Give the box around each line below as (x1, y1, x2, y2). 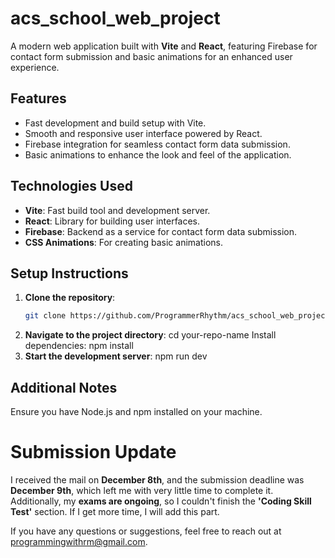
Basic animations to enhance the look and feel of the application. (24, 148, 292, 161)
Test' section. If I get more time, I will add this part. (10, 506, 220, 517)
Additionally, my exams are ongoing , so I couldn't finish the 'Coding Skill (10, 495, 312, 507)
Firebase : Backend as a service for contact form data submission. (24, 225, 298, 237)
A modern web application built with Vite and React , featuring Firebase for (10, 40, 318, 52)
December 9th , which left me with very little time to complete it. (10, 485, 274, 496)
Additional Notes (10, 379, 118, 396)
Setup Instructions (10, 265, 129, 282)
